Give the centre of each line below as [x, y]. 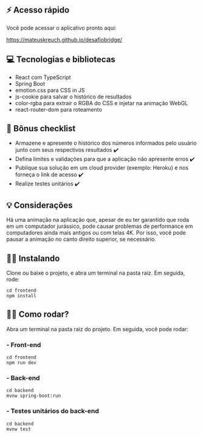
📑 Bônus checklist [41, 129]
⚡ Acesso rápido [38, 10]
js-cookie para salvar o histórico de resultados [73, 97]
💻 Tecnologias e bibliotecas [61, 60]
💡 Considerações [40, 205]
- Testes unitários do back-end [53, 411]
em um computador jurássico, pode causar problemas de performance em [100, 226]
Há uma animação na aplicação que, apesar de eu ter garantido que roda [98, 220]
